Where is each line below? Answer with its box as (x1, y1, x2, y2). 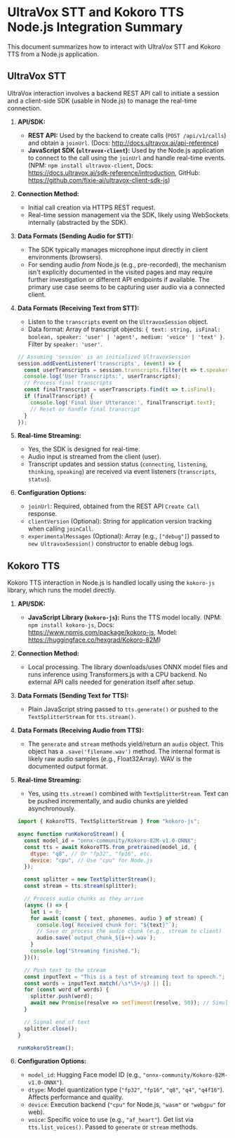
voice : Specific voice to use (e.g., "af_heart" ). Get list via (27, 1116, 194, 1124)
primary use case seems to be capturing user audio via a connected (27, 283, 226, 291)
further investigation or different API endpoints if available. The (27, 275, 210, 283)
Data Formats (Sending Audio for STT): (17, 231, 134, 240)
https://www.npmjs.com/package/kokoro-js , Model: (27, 628, 177, 637)
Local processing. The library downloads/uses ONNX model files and (27, 663, 228, 671)
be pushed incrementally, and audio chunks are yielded (27, 797, 188, 806)
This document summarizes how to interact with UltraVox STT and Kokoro (7, 42, 221, 51)
